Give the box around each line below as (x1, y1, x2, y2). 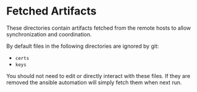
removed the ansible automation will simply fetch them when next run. (6, 79, 182, 86)
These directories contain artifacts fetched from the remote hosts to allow (6, 24, 192, 31)
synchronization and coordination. (6, 30, 92, 38)
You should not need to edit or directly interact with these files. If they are (6, 72, 190, 79)
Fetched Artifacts (6, 4, 97, 18)
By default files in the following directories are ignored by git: (6, 42, 159, 50)
